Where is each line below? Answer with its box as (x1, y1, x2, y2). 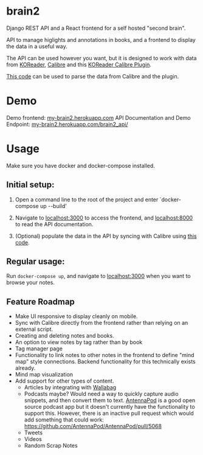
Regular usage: (6, 257, 65, 267)
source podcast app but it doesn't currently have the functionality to (24, 403, 196, 411)
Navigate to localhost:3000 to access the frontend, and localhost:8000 (15, 214, 193, 221)
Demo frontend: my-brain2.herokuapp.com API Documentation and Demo (6, 114, 191, 121)
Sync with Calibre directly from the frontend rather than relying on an (15, 319, 188, 327)
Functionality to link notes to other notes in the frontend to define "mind (15, 352, 194, 359)
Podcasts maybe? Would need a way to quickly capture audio (24, 391, 179, 398)
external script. (15, 325, 53, 333)
